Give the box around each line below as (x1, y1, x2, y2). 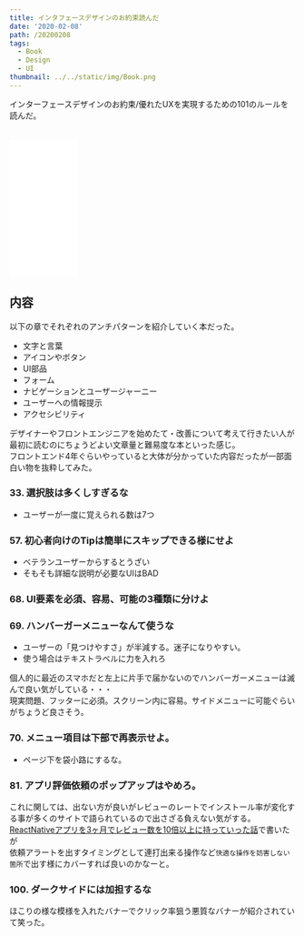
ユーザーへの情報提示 (22, 397, 103, 408)
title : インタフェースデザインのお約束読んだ (9, 13, 160, 23)
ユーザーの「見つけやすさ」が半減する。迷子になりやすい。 (22, 642, 246, 653)
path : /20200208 (9, 30, 71, 39)
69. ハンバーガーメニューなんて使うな (9, 619, 174, 632)
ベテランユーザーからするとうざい (22, 557, 151, 568)
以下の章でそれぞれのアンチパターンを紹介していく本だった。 (9, 320, 240, 332)
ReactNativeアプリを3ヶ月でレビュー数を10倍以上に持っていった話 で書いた (9, 824, 290, 835)
